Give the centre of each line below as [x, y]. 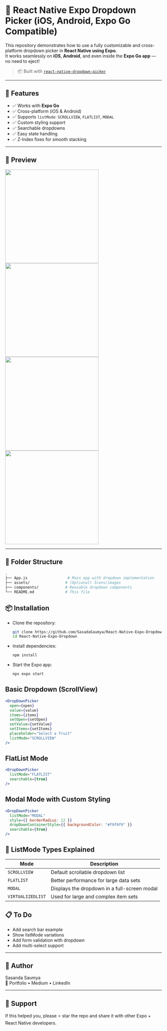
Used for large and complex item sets [94, 897]
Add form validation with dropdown [48, 940]
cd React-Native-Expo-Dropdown [45, 637]
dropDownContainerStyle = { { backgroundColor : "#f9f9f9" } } [71, 825]
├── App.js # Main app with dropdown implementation [80, 578]
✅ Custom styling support [39, 122]
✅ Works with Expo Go [36, 105]
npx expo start [28, 674]
